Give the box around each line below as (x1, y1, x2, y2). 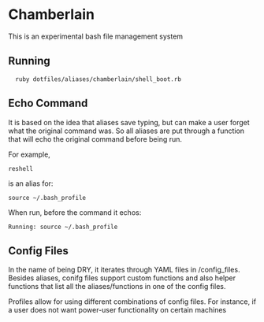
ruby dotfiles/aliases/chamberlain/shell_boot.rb (15, 75, 181, 83)
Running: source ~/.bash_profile (8, 223, 118, 231)
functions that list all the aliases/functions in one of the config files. (8, 282, 226, 291)
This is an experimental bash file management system (8, 31, 184, 41)
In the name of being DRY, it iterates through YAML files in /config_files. (8, 265, 240, 275)
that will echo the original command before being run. (8, 134, 183, 143)
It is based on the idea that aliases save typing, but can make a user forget (8, 117, 250, 127)
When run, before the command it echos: (8, 207, 142, 217)
